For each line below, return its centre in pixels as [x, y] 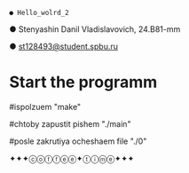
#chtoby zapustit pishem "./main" [70, 123]
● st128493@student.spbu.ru [63, 46]
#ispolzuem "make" [45, 106]
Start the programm [83, 82]
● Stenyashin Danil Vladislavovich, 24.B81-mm [95, 29]
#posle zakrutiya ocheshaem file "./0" [78, 141]
